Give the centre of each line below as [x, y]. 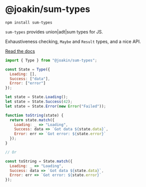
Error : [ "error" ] [28, 83]
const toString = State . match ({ [39, 161]
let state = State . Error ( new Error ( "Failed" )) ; [56, 106]
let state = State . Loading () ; [37, 97]
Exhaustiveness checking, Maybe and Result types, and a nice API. [73, 41]
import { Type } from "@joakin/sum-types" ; [51, 60]
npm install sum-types [29, 22]
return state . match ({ [32, 120]
